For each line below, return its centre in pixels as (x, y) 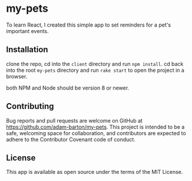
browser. (17, 76)
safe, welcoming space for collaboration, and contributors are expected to (96, 133)
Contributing (30, 106)
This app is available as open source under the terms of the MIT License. (95, 172)
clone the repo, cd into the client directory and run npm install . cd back (95, 64)
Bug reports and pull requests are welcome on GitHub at (75, 120)
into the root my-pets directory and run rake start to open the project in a (95, 70)
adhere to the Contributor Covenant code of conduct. (71, 139)
